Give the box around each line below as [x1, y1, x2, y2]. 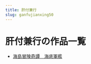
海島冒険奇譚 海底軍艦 [12, 53, 62, 59]
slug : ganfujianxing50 [5, 12, 54, 17]
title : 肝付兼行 [5, 7, 37, 13]
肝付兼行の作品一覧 [5, 36, 86, 47]
